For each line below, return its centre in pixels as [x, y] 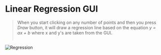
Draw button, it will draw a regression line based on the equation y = [86, 27]
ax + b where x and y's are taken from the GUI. [65, 33]
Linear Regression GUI [52, 9]
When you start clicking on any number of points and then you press [87, 22]
